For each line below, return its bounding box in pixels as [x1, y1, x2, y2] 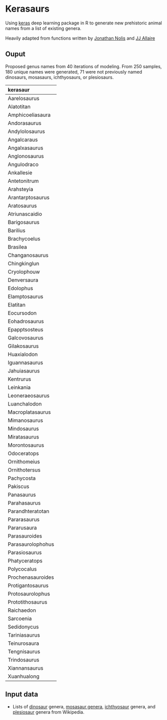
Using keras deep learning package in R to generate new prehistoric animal [5, 20, 162, 26]
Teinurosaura [8, 640, 39, 647]
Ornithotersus [8, 466, 40, 473]
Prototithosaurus [8, 598, 48, 605]
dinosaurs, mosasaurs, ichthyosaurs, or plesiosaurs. [5, 74, 114, 80]
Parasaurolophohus [8, 541, 55, 548]
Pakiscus [8, 483, 29, 490]
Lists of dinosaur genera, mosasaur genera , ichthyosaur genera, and [12, 703, 156, 709]
